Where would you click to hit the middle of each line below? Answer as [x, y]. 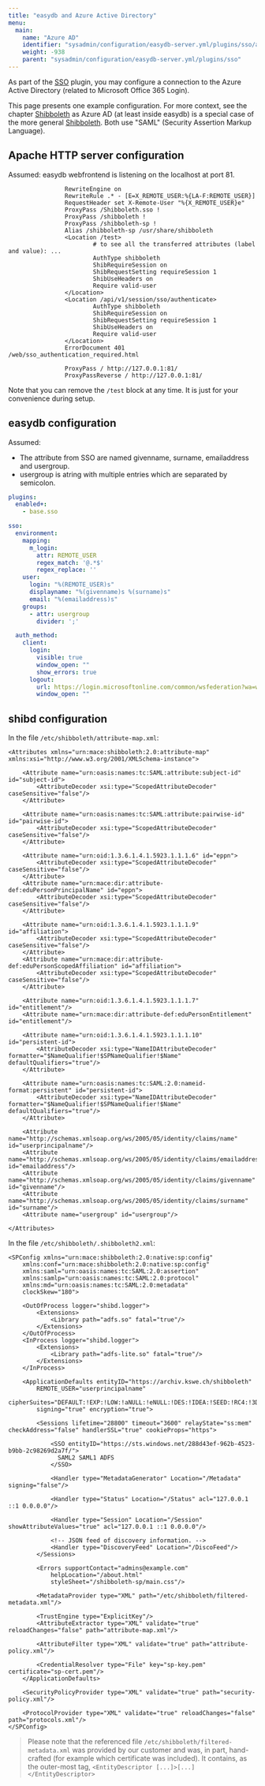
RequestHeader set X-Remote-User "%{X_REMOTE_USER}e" [155, 203]
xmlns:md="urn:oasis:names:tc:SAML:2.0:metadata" [106, 1285]
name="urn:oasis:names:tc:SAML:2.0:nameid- [134, 1084]
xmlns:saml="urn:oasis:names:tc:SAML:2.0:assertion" [111, 1272]
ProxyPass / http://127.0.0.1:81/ [121, 368]
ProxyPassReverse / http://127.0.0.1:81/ [133, 376]
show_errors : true [67, 672]
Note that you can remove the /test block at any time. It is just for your [123, 390]
